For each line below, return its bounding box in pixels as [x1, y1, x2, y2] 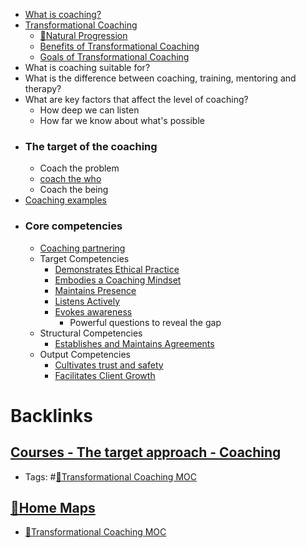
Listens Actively [54, 295, 121, 307]
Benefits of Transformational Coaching [39, 40, 200, 52]
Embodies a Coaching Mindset [54, 274, 182, 286]
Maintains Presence [54, 284, 137, 296]
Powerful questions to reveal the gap [69, 316, 222, 328]
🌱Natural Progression [39, 30, 128, 41]
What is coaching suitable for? [24, 62, 151, 73]
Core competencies [24, 219, 123, 233]
